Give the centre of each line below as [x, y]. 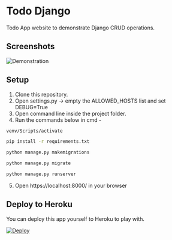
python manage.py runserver [41, 174]
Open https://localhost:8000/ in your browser [71, 185]
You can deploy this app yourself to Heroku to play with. [76, 219]
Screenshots [31, 46]
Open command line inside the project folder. [71, 113]
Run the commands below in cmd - [58, 120]
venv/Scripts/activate [34, 131]
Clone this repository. [41, 94]
